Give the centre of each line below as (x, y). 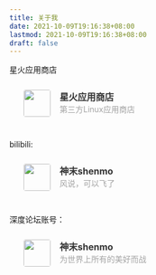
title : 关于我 (34, 18)
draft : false (34, 43)
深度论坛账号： (37, 220)
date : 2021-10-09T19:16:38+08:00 (72, 26)
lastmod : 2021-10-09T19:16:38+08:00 (78, 34)
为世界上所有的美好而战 (103, 260)
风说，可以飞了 (87, 184)
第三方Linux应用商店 (97, 109)
